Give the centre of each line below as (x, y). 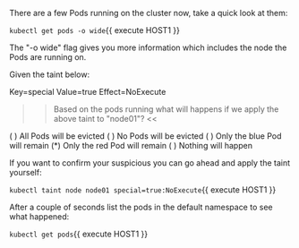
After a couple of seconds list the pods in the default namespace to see (141, 207)
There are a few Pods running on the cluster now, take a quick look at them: (149, 13)
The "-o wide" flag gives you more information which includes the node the (148, 47)
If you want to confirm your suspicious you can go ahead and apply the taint (150, 163)
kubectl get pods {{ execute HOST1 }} (79, 234)
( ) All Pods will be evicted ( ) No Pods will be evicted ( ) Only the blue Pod (145, 136)
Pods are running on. (48, 57)
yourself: (26, 172)
